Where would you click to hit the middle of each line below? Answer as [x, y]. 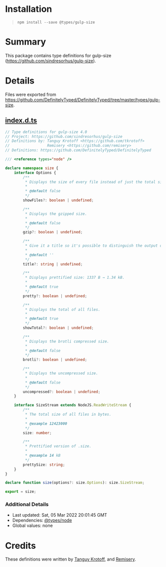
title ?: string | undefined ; [53, 264]
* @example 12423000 [46, 424]
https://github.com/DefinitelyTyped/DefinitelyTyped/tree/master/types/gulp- [83, 99]
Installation [29, 9]
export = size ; [21, 492]
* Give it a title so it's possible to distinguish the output [91, 246]
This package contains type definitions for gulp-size [58, 55]
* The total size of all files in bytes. [68, 414]
